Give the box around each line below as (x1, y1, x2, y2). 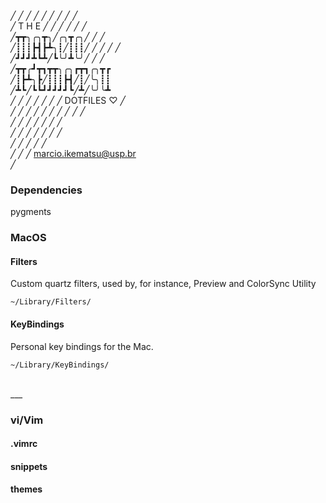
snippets (10, 460, 48, 472)
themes (10, 483, 43, 495)
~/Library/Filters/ (10, 297, 92, 307)
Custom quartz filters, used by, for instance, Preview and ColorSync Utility (10, 278, 317, 290)
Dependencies (10, 183, 83, 197)
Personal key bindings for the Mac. (10, 340, 154, 352)
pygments (10, 206, 52, 218)
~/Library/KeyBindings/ (10, 360, 110, 370)
